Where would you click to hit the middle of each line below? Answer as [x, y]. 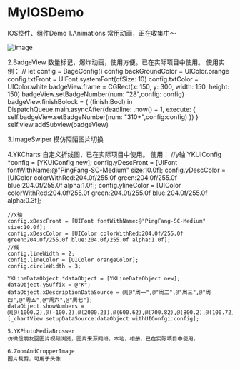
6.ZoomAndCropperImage [41, 351]
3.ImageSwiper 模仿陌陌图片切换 [55, 139]
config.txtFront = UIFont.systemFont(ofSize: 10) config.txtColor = [103, 79]
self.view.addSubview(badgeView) [58, 124]
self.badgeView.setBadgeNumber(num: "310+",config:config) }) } [103, 117]
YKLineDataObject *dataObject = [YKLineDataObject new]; [94, 278]
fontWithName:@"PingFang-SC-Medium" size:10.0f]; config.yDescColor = [117, 170]
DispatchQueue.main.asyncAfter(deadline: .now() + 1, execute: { [102, 109]
